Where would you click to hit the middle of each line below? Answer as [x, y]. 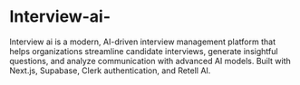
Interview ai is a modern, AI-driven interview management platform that [143, 42]
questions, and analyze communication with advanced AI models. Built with [150, 61]
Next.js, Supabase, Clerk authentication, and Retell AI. [110, 71]
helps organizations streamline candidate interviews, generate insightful [144, 51]
